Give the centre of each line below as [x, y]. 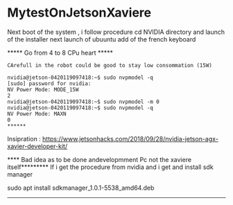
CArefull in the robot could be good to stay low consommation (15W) [110, 65]
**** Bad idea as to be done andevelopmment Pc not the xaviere [100, 159]
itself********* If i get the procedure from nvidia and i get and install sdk [110, 167]
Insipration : [24, 139]
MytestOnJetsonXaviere [79, 13]
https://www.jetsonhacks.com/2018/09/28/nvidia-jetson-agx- [130, 139]
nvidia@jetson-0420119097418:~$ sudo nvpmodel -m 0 [83, 102]
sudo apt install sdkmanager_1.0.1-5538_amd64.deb [81, 188]
